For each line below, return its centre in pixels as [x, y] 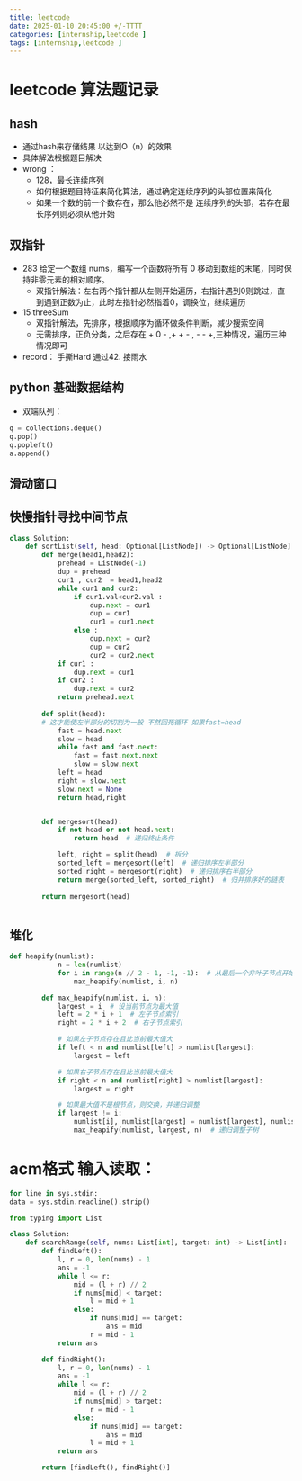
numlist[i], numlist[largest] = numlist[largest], [170, 1122]
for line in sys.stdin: [54, 1193]
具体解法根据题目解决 [62, 157]
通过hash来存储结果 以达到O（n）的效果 [97, 147]
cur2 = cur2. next [122, 655]
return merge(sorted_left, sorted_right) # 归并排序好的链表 [171, 880]
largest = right [104, 1089]
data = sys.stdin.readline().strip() [80, 1202]
